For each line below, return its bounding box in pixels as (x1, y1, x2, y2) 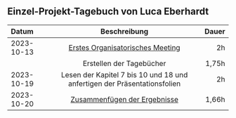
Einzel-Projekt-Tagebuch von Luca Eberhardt (7, 6, 209, 18)
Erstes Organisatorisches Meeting (68, 42, 181, 52)
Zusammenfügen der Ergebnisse (70, 94, 179, 104)
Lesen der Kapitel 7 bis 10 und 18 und (60, 70, 188, 79)
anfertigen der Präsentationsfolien (67, 79, 181, 88)
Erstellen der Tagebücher (82, 58, 166, 68)
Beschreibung (100, 26, 149, 36)
